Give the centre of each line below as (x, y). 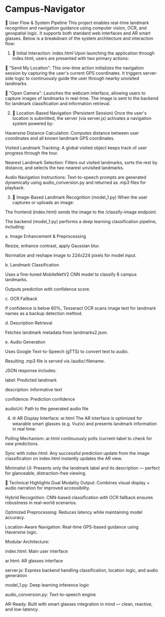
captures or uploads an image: (43, 202)
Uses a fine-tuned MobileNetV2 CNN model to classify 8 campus (71, 274)
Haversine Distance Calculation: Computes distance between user (72, 133)
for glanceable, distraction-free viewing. (46, 473)
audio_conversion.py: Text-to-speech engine (51, 594)
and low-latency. (22, 609)
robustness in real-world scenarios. (41, 502)
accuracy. (15, 517)
